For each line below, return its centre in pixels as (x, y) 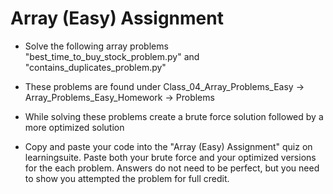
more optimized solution (74, 127)
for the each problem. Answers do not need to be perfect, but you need (172, 168)
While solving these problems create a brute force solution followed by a (174, 116)
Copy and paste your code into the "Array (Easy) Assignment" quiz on (168, 146)
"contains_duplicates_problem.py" (95, 67)
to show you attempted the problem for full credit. (127, 178)
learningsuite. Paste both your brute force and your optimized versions (170, 157)
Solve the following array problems (96, 46)
